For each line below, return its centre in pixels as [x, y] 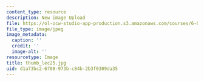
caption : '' [27, 40]
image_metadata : [27, 35]
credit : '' [25, 46]
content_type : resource [36, 12]
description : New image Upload [46, 18]
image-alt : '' [29, 52]
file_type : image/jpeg [35, 29]
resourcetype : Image [32, 57]
